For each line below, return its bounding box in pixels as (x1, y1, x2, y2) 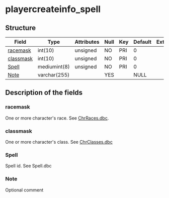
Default (133, 39, 152, 45)
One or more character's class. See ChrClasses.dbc (5, 139, 113, 145)
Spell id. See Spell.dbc (5, 163, 52, 169)
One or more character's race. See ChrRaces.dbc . (5, 115, 109, 121)
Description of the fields (5, 88, 83, 97)
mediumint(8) (37, 63, 70, 70)
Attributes (74, 39, 100, 45)
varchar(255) (37, 71, 70, 78)
